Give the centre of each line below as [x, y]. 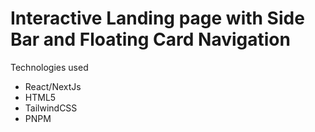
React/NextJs [53, 86]
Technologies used [49, 67]
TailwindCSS [51, 108]
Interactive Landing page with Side [157, 18]
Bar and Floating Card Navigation [150, 39]
